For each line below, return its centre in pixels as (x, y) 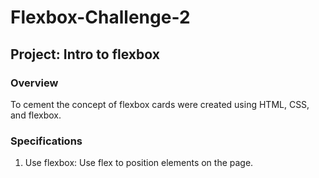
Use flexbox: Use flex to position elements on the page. (139, 163)
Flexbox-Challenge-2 (100, 17)
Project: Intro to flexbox (85, 54)
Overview (34, 83)
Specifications (46, 141)
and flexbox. (36, 115)
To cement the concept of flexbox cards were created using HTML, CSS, (160, 104)
